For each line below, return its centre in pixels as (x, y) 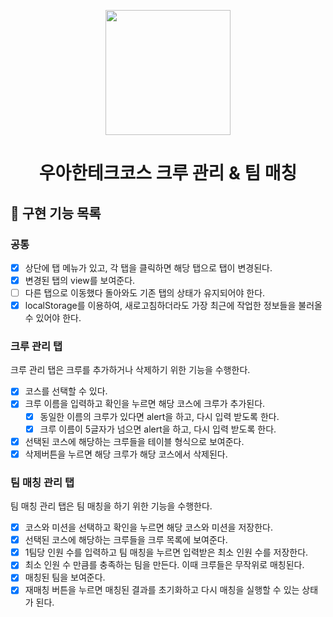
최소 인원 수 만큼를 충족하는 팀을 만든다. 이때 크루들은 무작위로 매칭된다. (164, 565)
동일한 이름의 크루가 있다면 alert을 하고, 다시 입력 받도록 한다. (159, 416)
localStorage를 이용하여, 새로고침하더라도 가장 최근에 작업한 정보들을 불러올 (173, 306)
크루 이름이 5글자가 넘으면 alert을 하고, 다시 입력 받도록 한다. (158, 429)
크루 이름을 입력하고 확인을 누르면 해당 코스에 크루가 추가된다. (145, 404)
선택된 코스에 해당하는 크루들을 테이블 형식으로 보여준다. (134, 441)
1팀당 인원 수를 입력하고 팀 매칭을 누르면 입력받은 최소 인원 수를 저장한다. (166, 552)
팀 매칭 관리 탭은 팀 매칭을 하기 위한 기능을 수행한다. (111, 506)
